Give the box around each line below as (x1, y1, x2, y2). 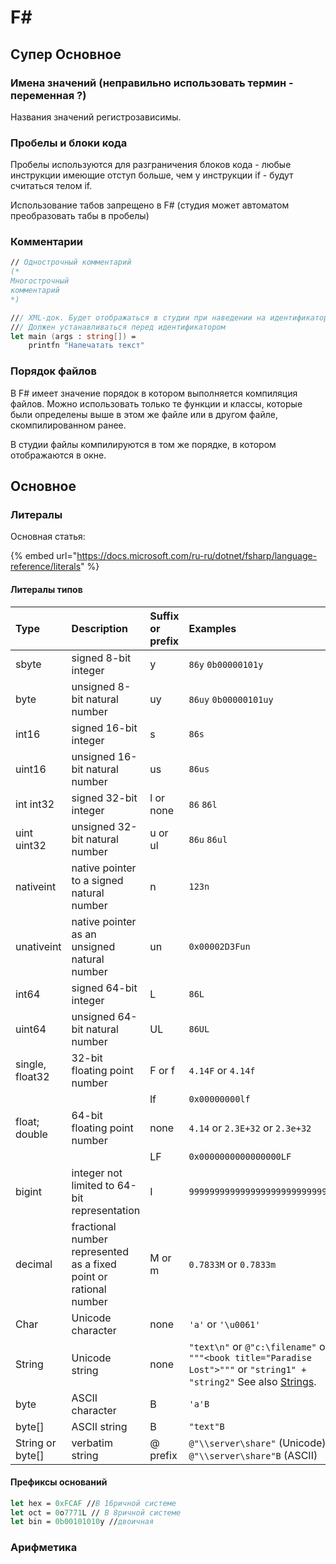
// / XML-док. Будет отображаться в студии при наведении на (10, 312, 267, 323)
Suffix (149, 609, 180, 623)
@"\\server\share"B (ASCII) (188, 1448, 318, 1462)
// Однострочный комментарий (10, 257, 132, 268)
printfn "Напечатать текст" (28, 341, 145, 351)
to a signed (71, 873, 124, 887)
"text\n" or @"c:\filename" (188, 1339, 317, 1353)
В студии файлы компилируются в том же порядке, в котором (10, 438, 277, 450)
